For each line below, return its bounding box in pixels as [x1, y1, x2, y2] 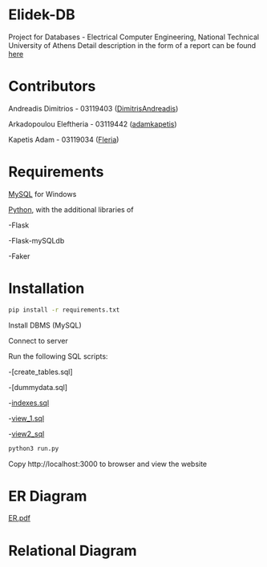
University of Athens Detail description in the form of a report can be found [8, 40, 257, 50]
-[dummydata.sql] [8, 382, 68, 392]
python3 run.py [8, 444, 59, 452]
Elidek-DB [8, 6, 75, 24]
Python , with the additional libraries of [8, 204, 134, 214]
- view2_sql [8, 428, 45, 438]
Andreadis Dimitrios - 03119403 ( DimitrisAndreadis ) [8, 103, 179, 113]
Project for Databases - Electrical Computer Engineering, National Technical [8, 32, 259, 42]
